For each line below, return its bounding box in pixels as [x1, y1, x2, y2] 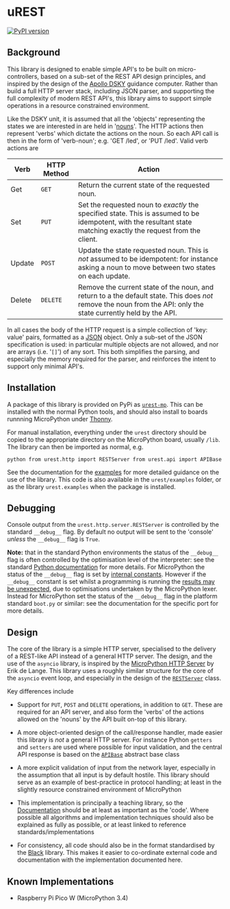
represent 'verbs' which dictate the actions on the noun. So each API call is [7, 129, 219, 137]
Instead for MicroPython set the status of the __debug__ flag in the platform [7, 592, 218, 600]
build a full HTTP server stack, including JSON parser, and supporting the [7, 86, 215, 95]
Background [7, 47, 60, 58]
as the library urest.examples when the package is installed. [7, 482, 176, 491]
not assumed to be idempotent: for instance [77, 254, 218, 263]
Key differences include [7, 687, 74, 696]
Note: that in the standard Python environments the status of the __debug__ [7, 548, 219, 556]
